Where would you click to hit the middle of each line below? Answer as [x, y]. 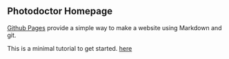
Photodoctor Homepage [60, 11]
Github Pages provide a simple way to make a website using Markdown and [114, 27]
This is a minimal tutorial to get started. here [70, 48]
